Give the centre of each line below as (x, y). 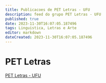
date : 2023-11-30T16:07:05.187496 (41, 23)
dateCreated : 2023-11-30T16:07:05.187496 (49, 38)
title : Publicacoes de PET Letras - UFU (48, 10)
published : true (22, 19)
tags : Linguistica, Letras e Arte (41, 28)
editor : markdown (23, 33)
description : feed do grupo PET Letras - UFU (53, 14)
